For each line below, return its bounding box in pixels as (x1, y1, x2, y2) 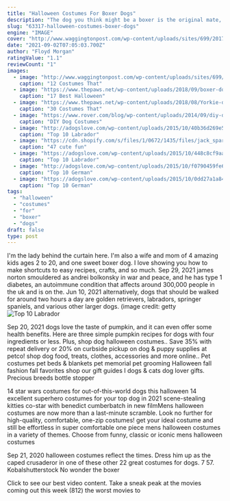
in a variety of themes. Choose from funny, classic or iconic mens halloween (7, 431, 222, 439)
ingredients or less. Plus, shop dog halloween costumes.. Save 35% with (7, 337, 212, 346)
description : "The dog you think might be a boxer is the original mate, (7, 16, 222, 23)
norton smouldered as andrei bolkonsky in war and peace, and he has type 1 (7, 273, 222, 281)
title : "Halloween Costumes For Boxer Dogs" (7, 10, 136, 17)
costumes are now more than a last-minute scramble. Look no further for (7, 409, 213, 417)
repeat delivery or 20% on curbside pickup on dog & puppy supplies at (7, 345, 207, 353)
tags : (7, 188, 23, 195)
